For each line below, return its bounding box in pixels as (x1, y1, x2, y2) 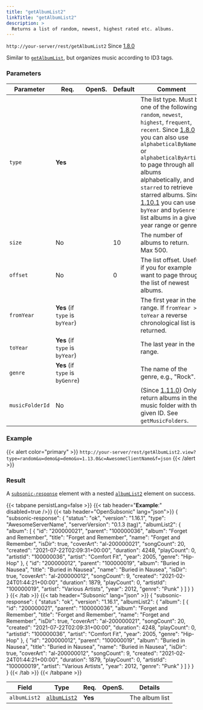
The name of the (140, 365, 187, 373)
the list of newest (140, 278, 189, 287)
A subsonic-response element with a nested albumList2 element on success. (6, 490, 196, 497)
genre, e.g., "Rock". (140, 372, 196, 380)
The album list (129, 694, 170, 702)
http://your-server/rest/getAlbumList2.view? (79, 449, 196, 455)
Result (6, 476, 26, 485)
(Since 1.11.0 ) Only (140, 386, 197, 394)
